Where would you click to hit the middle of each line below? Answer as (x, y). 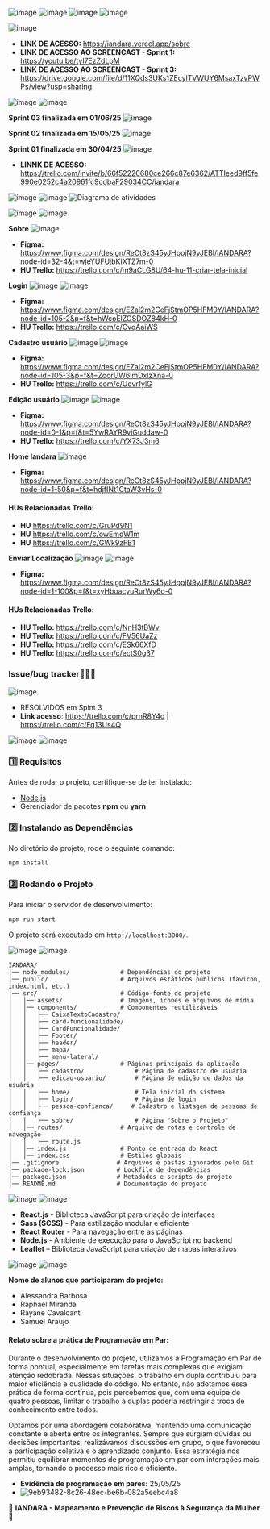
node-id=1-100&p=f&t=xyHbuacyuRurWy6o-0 (96, 591)
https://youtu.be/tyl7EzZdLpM (70, 61)
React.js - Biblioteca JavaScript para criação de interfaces (117, 1214)
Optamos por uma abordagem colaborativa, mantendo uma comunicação (130, 1425)
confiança (25, 1114)
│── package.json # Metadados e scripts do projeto (120, 1177)
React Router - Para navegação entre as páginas (101, 1232)
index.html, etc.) (39, 987)
